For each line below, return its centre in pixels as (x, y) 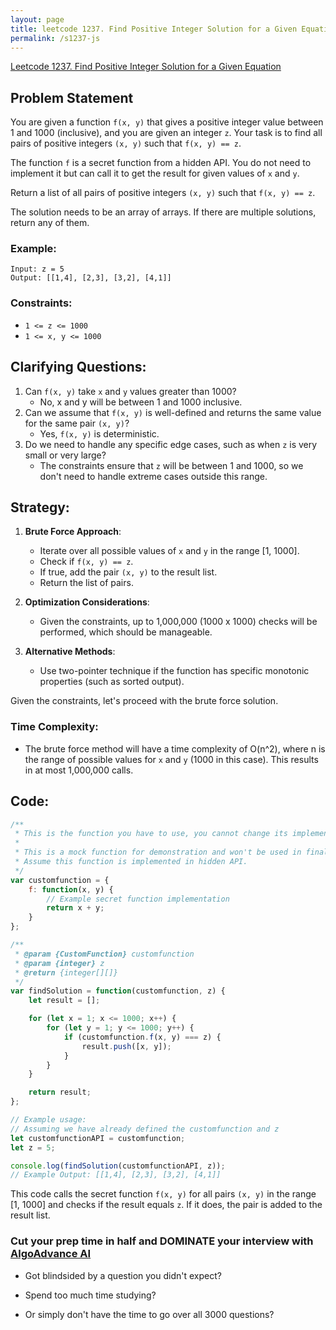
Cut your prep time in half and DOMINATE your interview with (162, 1241)
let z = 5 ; (33, 1147)
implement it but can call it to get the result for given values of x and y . (155, 173)
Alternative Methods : (70, 652)
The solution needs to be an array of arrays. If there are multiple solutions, (163, 212)
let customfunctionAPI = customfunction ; (98, 1138)
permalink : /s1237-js (55, 38)
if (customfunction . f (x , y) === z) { (142, 1037)
